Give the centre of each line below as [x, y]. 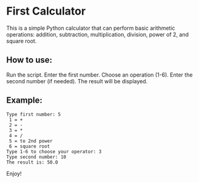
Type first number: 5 [34, 114]
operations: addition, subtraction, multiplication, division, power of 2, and [98, 34]
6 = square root [29, 146]
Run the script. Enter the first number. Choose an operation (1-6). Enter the [99, 75]
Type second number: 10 [36, 157]
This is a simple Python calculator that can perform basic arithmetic [91, 28]
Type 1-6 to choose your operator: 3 [54, 151]
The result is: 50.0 [32, 162]
